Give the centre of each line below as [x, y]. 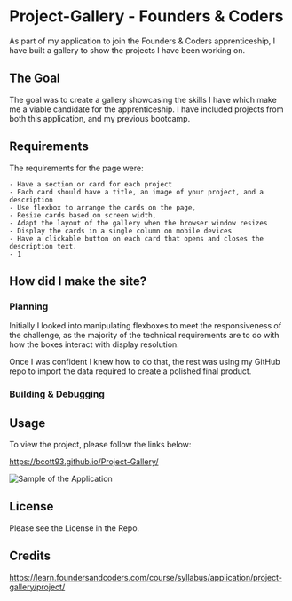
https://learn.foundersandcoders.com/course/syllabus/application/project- [146, 577]
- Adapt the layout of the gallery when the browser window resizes [138, 223]
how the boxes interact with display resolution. [94, 344]
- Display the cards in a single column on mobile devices [121, 231]
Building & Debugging [57, 394]
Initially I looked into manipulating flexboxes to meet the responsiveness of [146, 326]
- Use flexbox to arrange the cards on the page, [103, 207]
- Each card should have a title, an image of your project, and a [137, 192]
